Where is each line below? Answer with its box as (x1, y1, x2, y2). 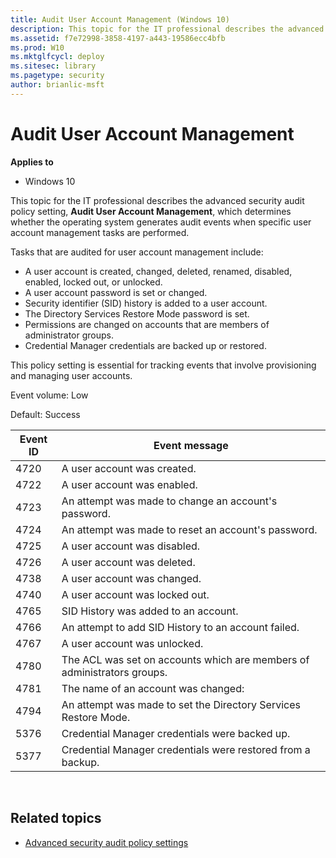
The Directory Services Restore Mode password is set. (24, 307, 250, 320)
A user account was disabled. (61, 539, 201, 553)
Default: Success (10, 408, 81, 420)
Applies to (10, 156, 54, 168)
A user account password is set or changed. (24, 286, 208, 298)
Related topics (10, 810, 102, 827)
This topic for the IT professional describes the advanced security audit (10, 194, 305, 206)
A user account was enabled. (61, 477, 198, 491)
